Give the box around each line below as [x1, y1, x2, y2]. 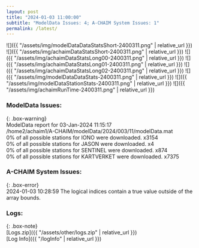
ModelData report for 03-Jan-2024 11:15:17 [6, 121, 112, 128]
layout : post [6, 8, 39, 15]
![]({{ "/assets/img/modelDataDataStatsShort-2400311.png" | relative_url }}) [6, 42, 193, 49]
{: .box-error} [6, 181, 39, 188]
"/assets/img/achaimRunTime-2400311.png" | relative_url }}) [6, 86, 155, 93]
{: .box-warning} [6, 115, 47, 122]
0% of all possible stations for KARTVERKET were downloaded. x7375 [6, 153, 180, 160]
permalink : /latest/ [6, 25, 58, 32]
